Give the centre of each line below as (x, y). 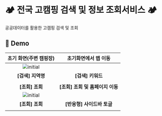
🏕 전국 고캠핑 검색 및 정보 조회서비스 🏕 (81, 10)
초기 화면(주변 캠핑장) (31, 58)
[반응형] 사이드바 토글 (89, 104)
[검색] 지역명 (31, 76)
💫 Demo (17, 43)
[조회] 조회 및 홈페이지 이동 (89, 87)
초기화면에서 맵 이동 (89, 58)
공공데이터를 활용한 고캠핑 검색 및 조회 (42, 28)
